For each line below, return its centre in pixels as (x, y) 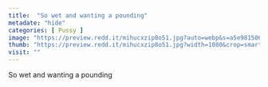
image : (19, 38)
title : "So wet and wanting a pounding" (78, 15)
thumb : (19, 45)
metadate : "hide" (37, 23)
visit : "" (25, 52)
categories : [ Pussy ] (46, 30)
